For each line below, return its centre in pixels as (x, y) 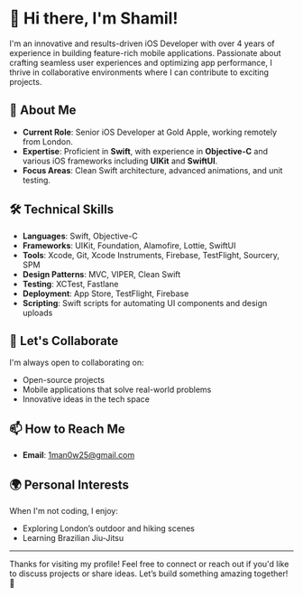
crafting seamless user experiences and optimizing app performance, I (141, 62)
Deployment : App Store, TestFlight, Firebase (106, 294)
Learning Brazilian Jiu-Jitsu (73, 538)
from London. (48, 141)
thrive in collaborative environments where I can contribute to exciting (139, 72)
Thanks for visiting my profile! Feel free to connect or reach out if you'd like (149, 564)
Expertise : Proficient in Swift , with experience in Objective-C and (145, 151)
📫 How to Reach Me (67, 429)
